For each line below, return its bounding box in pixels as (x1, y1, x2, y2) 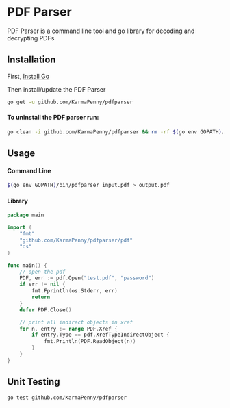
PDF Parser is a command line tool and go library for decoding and (7, 27, 195, 35)
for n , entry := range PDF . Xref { (19, 325, 118, 332)
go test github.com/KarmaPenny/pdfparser (7, 394, 127, 401)
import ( (7, 224, 32, 231)
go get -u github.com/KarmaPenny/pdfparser (7, 99, 133, 105)
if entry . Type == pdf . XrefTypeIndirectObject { (31, 331, 170, 339)
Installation (7, 54, 56, 66)
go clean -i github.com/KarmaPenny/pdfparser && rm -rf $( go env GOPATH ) (7, 128, 222, 136)
